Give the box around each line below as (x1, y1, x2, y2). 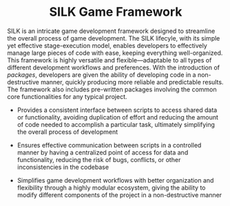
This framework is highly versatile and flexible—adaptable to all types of (7, 56, 212, 64)
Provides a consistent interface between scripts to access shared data (17, 106, 218, 114)
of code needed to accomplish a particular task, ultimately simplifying (17, 120, 216, 128)
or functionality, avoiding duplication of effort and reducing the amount (17, 113, 219, 121)
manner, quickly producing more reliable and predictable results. (40, 78, 224, 86)
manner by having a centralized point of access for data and (17, 148, 189, 157)
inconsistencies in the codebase (17, 163, 109, 171)
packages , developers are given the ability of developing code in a (7, 70, 196, 79)
